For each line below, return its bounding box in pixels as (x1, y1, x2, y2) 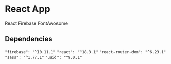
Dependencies (5, 35, 52, 44)
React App (5, 3, 50, 15)
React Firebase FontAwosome (5, 20, 68, 26)
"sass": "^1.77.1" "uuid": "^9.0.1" (5, 55, 83, 60)
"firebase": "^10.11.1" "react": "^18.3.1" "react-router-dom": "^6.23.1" (5, 49, 166, 54)
